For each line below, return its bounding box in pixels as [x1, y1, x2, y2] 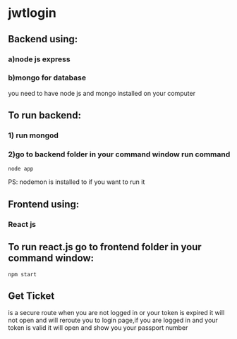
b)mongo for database [8, 73, 87, 82]
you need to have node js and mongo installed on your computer [8, 89, 196, 97]
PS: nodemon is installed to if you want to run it [8, 178, 145, 186]
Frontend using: [8, 198, 80, 210]
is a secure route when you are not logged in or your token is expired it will [8, 309, 225, 317]
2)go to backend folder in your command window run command [8, 149, 231, 159]
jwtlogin [8, 5, 57, 21]
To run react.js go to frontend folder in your [8, 241, 202, 253]
